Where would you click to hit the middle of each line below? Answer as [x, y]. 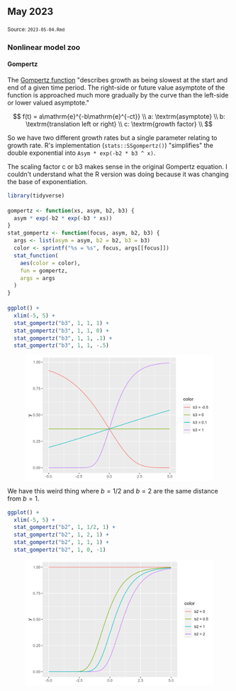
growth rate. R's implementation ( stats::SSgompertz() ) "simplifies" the [111, 145]
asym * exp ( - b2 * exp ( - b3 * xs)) [63, 218]
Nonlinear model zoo [44, 47]
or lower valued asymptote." [49, 102]
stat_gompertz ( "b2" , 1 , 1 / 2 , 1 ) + [64, 527]
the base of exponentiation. [47, 181]
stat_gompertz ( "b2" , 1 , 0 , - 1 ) [60, 550]
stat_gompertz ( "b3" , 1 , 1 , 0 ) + [62, 331]
